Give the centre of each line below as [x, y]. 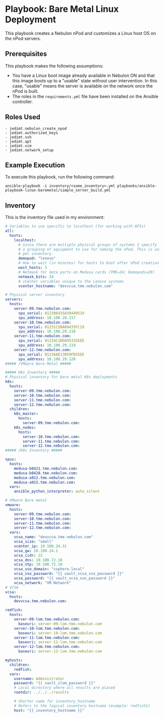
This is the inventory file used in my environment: [55, 217]
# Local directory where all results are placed [65, 688]
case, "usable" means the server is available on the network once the [82, 86]
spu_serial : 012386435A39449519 [51, 313]
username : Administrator [39, 679]
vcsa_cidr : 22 [28, 555]
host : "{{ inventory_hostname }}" [49, 710]
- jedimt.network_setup [29, 150]
